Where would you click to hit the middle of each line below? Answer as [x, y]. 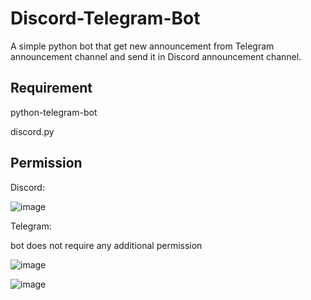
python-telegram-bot [54, 112]
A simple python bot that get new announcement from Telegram [142, 46]
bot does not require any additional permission [106, 245]
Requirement [51, 88]
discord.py [32, 131]
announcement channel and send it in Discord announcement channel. [156, 56]
